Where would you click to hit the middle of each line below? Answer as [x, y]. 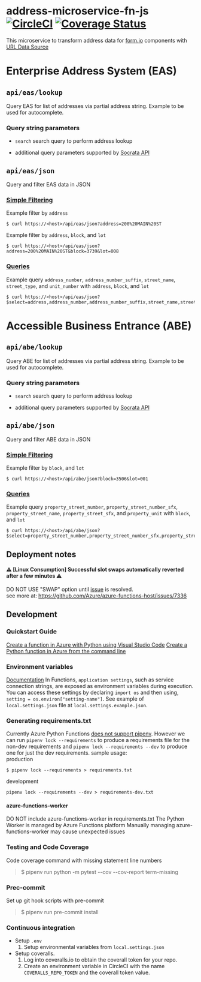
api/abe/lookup [34, 347]
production [20, 759]
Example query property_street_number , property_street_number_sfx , [92, 507]
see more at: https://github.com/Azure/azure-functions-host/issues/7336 [97, 596]
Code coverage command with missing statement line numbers [84, 860]
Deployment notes [41, 554]
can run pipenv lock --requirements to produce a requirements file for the [98, 740]
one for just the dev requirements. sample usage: [67, 753]
